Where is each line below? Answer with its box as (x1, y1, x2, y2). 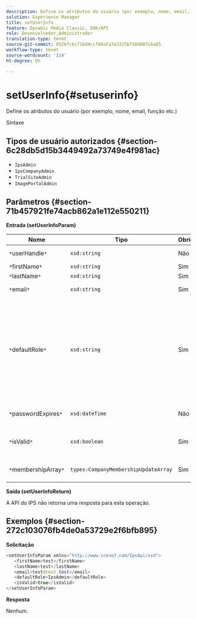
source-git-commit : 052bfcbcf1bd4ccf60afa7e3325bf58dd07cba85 (6, 42, 161, 48)
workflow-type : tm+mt (6, 47, 59, 53)
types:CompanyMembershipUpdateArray (70, 466, 173, 473)
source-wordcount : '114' (6, 52, 67, 58)
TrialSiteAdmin (14, 175, 52, 181)
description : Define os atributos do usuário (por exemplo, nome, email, (6, 8, 191, 15)
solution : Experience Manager (6, 14, 80, 20)
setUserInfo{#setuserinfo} (6, 88, 139, 102)
